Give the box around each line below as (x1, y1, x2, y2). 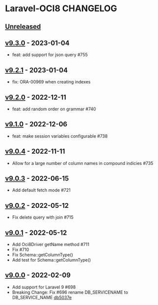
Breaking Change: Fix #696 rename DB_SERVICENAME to (12, 289, 128, 295)
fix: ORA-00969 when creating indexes (12, 79, 91, 85)
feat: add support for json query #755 (12, 52, 88, 58)
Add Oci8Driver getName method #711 (12, 242, 89, 247)
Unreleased (5, 22, 41, 31)
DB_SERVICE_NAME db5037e (12, 294, 72, 300)
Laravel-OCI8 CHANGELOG (5, 3, 118, 14)
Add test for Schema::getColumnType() (12, 257, 91, 263)
